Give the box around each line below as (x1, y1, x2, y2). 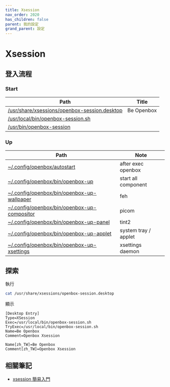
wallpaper (8, 196, 31, 203)
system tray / (119, 227, 151, 234)
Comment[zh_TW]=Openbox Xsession (5, 346, 76, 351)
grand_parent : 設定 (5, 26, 45, 31)
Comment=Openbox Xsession (5, 333, 60, 338)
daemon (119, 248, 140, 255)
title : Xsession (5, 7, 39, 13)
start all (119, 175, 138, 182)
